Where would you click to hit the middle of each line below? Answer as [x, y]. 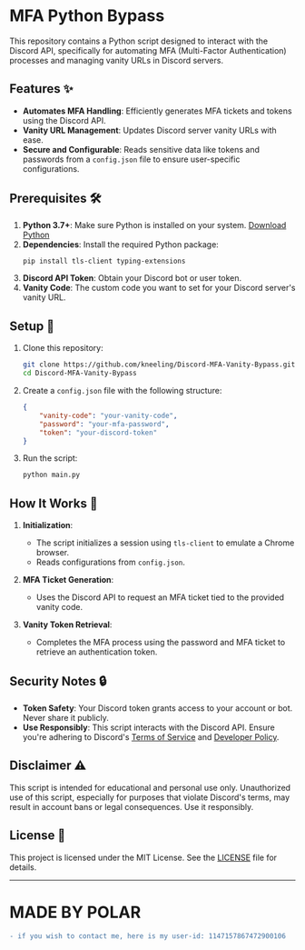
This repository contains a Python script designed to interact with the [139, 41]
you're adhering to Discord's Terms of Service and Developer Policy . [151, 736]
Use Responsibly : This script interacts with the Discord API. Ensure [148, 727]
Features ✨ [41, 89]
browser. [53, 553]
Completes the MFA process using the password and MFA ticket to [161, 643]
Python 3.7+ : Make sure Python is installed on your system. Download [154, 225]
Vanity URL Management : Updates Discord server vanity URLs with [149, 130]
